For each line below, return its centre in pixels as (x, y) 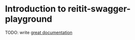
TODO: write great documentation (39, 32)
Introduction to (36, 9)
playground (29, 19)
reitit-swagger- (99, 9)
